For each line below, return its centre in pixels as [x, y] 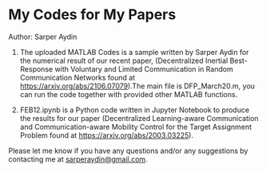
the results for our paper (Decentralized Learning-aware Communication [139, 118]
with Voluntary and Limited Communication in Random [144, 68]
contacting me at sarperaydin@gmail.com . [78, 159]
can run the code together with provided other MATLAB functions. [129, 94]
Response [36, 68]
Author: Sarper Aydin [43, 37]
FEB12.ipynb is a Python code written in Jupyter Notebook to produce [135, 110]
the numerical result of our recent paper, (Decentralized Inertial [124, 61]
